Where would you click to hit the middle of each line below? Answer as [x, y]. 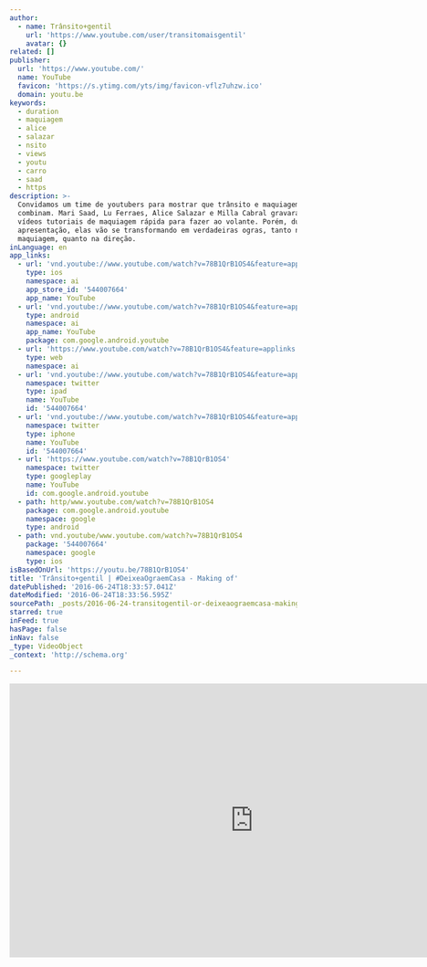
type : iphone [51, 434]
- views [32, 153]
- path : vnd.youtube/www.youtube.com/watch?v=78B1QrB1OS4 [130, 536]
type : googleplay [59, 477]
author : [24, 18]
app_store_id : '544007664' [77, 289]
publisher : [30, 60]
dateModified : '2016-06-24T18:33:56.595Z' [91, 595]
